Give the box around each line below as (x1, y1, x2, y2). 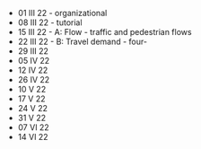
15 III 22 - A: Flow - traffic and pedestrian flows (17, 27, 192, 37)
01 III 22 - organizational (17, 8, 108, 18)
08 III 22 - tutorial (17, 17, 83, 28)
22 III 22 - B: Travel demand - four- (17, 36, 148, 47)
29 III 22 (17, 46, 49, 57)
